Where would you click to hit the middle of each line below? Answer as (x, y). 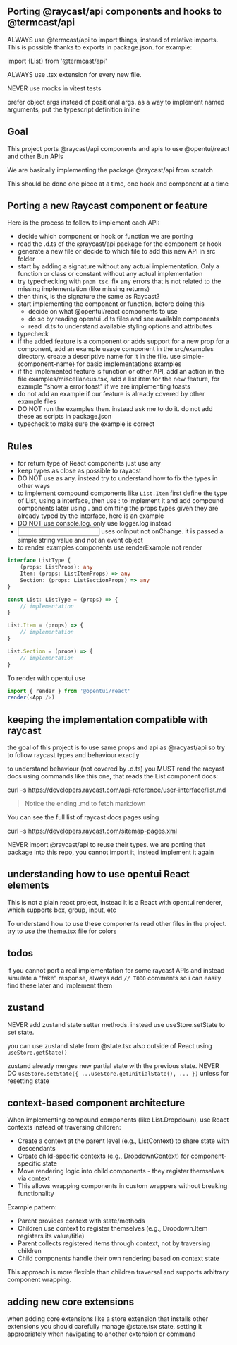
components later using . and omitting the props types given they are (118, 509)
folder (26, 259)
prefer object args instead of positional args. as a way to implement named (116, 102)
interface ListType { (39, 561)
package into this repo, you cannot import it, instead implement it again (111, 852)
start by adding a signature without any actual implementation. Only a (119, 266)
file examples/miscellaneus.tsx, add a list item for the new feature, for (119, 379)
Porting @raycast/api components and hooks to (115, 12)
